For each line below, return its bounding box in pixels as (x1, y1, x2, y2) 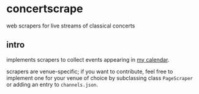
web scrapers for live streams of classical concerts (6, 22, 135, 29)
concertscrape (6, 2, 83, 16)
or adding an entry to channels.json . (6, 81, 99, 88)
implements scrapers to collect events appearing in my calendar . (6, 56, 170, 63)
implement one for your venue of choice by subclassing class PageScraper (6, 74, 193, 81)
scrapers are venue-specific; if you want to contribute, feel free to (6, 68, 173, 75)
